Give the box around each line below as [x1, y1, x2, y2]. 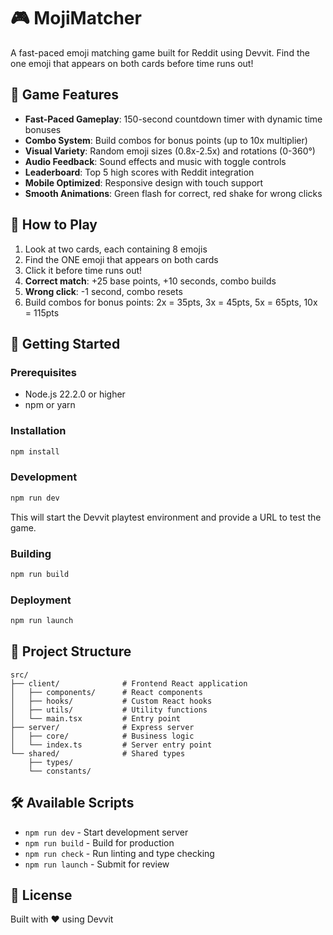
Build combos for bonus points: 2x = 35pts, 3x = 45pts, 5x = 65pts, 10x [24, 296, 318, 308]
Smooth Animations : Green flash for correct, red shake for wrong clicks [24, 187, 323, 199]
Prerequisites [10, 365, 77, 379]
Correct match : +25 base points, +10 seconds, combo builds [24, 275, 277, 287]
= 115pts [24, 306, 60, 319]
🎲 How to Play [10, 216, 98, 234]
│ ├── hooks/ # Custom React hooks [10, 696, 213, 706]
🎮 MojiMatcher [10, 7, 142, 30]
